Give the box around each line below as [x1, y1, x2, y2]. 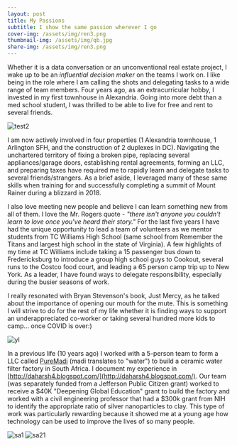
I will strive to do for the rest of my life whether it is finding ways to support [7, 307, 227, 315]
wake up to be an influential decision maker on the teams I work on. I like [7, 70, 221, 79]
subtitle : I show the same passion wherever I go [7, 23, 158, 31]
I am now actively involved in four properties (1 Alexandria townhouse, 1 [7, 136, 216, 144]
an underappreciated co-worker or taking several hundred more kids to [7, 314, 216, 322]
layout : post [7, 10, 46, 18]
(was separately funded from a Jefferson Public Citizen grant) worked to [7, 379, 220, 388]
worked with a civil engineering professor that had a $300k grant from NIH [7, 395, 226, 403]
